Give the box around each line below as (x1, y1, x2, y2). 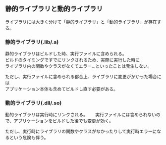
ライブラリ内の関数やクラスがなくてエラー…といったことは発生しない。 (5, 63, 152, 69)
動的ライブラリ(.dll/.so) (5, 99, 62, 106)
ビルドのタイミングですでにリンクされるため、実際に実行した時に (5, 57, 140, 63)
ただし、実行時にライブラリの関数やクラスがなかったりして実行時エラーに (5, 128, 157, 135)
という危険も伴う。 (9, 135, 49, 141)
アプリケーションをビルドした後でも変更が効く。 (13, 118, 114, 124)
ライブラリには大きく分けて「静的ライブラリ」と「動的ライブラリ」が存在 (5, 19, 157, 25)
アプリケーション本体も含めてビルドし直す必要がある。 (5, 86, 118, 92)
